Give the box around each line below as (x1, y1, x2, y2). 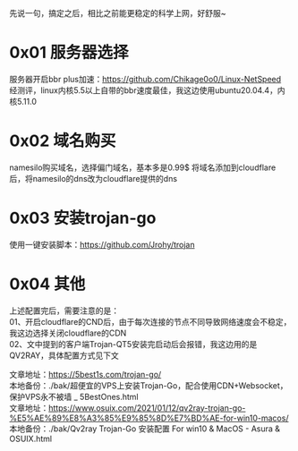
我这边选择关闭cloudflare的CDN (9, 328, 127, 338)
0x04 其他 (9, 274, 86, 294)
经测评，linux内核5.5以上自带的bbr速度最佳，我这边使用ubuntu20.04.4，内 (9, 84, 285, 96)
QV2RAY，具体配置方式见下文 (9, 350, 119, 361)
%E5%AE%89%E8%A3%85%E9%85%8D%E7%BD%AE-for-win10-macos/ (9, 413, 289, 423)
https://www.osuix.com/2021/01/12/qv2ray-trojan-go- (48, 402, 246, 413)
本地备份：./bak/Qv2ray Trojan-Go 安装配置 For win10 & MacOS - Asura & (9, 423, 280, 434)
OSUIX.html (9, 433, 52, 444)
